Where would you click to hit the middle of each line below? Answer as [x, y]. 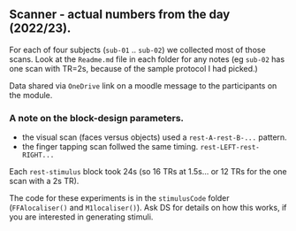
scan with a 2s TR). [44, 181]
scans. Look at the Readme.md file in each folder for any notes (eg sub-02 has [147, 59]
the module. [31, 95]
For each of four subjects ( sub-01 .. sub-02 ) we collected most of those [138, 50]
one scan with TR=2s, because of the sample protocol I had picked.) [133, 68]
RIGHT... [38, 155]
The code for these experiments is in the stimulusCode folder [119, 198]
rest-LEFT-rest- [230, 148]
